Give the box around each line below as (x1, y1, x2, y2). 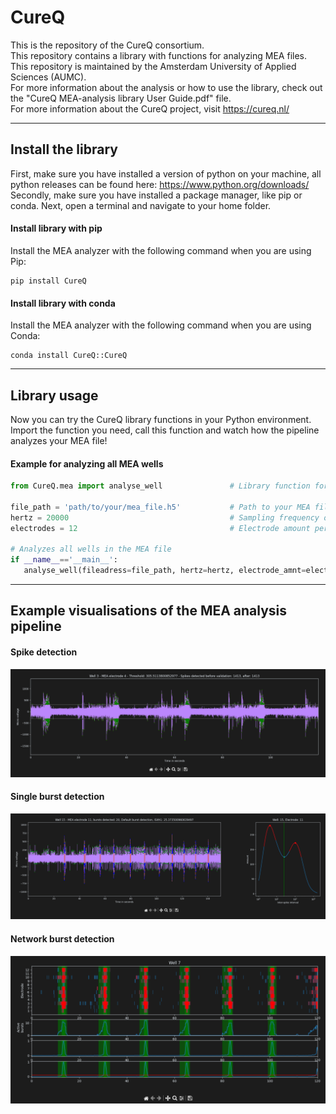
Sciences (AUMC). (10, 71, 87, 83)
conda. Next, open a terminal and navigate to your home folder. (10, 199, 272, 211)
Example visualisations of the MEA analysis (10, 602, 288, 620)
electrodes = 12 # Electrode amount (10, 523, 311, 533)
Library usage (10, 387, 99, 404)
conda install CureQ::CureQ (10, 351, 128, 361)
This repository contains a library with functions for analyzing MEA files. (10, 49, 308, 61)
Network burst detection (10, 933, 115, 945)
